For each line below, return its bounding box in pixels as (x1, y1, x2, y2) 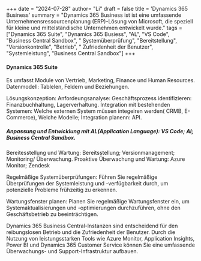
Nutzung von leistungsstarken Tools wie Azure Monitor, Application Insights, (6, 235, 195, 242)
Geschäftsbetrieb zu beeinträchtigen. (6, 211, 98, 218)
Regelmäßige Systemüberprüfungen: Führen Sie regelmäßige (6, 173, 158, 181)
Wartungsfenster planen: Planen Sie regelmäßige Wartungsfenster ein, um (6, 198, 190, 205)
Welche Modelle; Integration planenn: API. (38, 114, 142, 121)
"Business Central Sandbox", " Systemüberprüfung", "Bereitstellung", (6, 37, 177, 44)
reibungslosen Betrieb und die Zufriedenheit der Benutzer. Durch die (6, 229, 176, 236)
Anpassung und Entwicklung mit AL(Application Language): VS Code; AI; (6, 127, 194, 134)
